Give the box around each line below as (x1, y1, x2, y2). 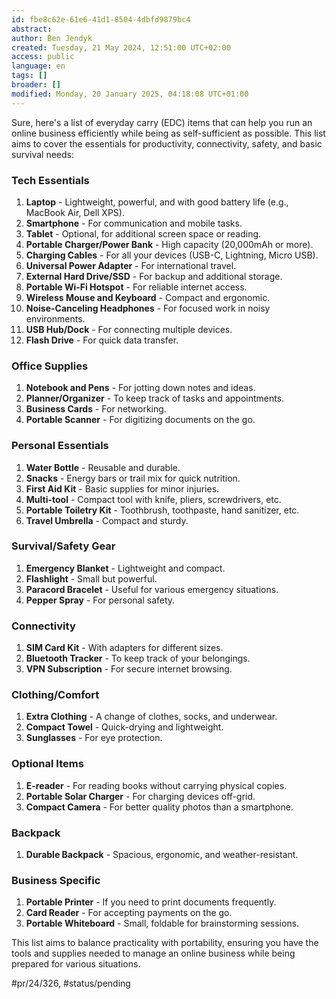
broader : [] (11, 80, 61, 90)
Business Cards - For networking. (25, 403, 167, 415)
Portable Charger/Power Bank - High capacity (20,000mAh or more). (25, 238, 314, 250)
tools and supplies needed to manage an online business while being (11, 947, 296, 960)
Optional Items (11, 757, 84, 771)
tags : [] (11, 71, 48, 81)
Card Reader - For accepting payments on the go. (25, 907, 233, 919)
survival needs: (11, 148, 74, 160)
